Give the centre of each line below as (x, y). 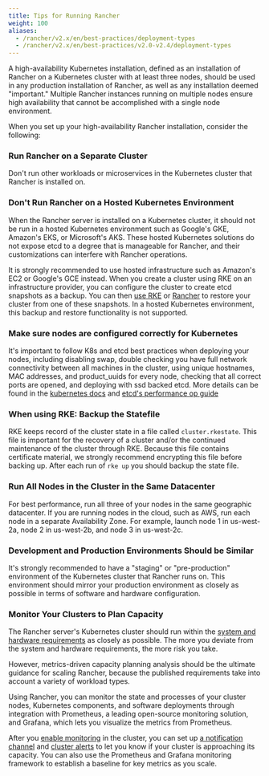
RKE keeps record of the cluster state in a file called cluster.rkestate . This (132, 432)
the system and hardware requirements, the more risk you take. (113, 649)
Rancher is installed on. (47, 182)
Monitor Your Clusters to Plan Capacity (86, 614)
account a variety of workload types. (69, 681)
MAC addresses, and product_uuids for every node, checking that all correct (135, 376)
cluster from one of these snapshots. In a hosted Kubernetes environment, (131, 304)
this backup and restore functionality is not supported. (98, 312)
